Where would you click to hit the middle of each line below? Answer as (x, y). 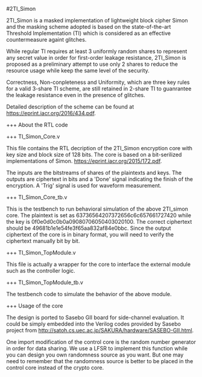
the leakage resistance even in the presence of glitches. (76, 95)
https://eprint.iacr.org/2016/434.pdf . (51, 113)
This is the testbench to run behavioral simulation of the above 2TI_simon (97, 209)
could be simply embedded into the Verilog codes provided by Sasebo (93, 324)
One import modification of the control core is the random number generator (101, 342)
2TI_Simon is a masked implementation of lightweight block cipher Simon (97, 20)
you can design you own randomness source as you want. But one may (95, 355)
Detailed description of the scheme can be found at (70, 107)
